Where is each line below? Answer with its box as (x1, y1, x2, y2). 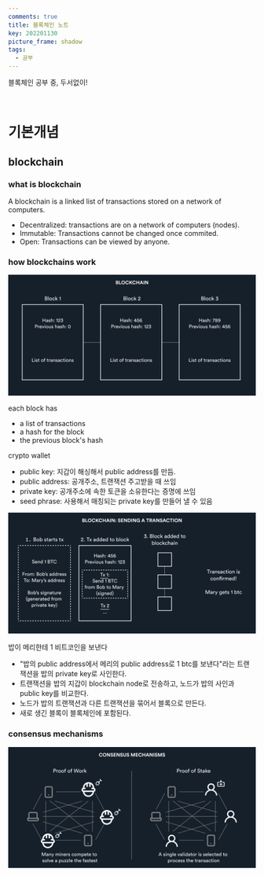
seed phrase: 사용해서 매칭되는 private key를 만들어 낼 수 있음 (19, 496, 213, 506)
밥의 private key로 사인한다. (40, 669, 127, 679)
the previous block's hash (19, 436, 104, 445)
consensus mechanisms (8, 728, 104, 739)
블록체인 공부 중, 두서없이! (8, 78, 88, 86)
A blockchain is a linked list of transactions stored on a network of (8, 197, 222, 206)
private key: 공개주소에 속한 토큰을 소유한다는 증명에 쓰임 (19, 487, 196, 496)
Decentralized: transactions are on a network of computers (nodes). (19, 220, 240, 230)
